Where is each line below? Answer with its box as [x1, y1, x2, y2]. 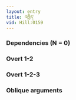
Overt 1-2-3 [6, 71, 40, 79]
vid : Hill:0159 [6, 19, 44, 25]
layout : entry [6, 8, 41, 15]
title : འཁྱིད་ [6, 14, 34, 20]
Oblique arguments [6, 86, 63, 95]
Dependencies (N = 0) [6, 39, 71, 47]
